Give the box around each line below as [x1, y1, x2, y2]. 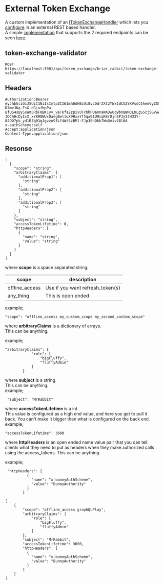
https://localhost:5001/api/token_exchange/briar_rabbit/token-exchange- [5, 66, 159, 71]
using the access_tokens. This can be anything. [5, 450, 101, 456]
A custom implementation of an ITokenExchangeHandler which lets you [5, 19, 149, 25]
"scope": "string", [14, 166, 54, 171]
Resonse [5, 144, 33, 152]
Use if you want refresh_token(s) [45, 285, 121, 292]
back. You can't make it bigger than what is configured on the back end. [5, 416, 150, 422]
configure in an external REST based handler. [5, 24, 96, 30]
